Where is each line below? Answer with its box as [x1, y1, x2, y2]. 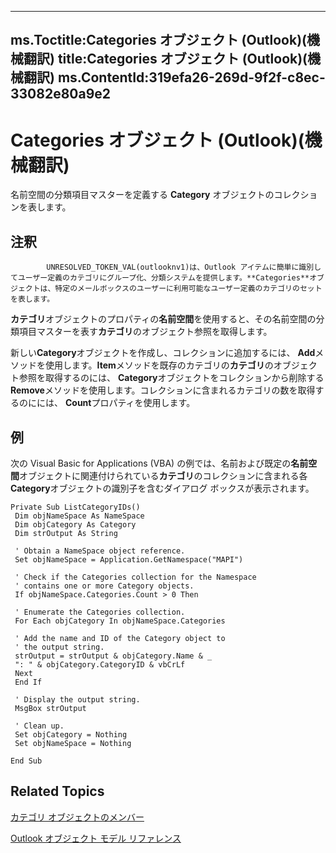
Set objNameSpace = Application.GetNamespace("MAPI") [14, 554, 244, 565]
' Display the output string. [14, 694, 141, 705]
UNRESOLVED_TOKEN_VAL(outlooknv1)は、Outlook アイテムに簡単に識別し [46, 262, 322, 273]
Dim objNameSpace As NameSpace [14, 511, 145, 521]
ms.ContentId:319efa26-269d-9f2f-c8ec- [57, 69, 326, 86]
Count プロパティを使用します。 [64, 397, 196, 409]
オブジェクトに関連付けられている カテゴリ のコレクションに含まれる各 [19, 469, 308, 481]
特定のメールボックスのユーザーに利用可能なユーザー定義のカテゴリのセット [54, 284, 323, 294]
